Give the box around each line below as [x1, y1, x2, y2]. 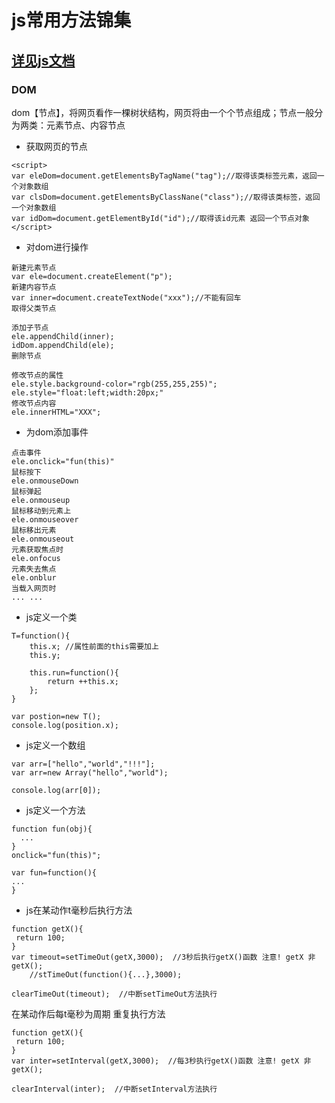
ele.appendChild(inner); [11, 331, 115, 341]
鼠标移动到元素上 [11, 506, 72, 516]
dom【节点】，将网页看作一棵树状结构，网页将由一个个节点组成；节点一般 [11, 106, 315, 118]
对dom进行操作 [25, 241, 89, 253]
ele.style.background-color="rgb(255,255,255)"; [11, 379, 218, 389]
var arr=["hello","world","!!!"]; [11, 759, 156, 769]
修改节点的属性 [11, 370, 64, 380]
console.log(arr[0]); [11, 785, 102, 795]
